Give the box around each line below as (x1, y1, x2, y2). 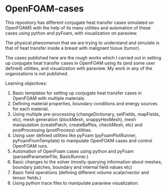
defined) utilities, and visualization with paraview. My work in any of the (5, 65, 152, 71)
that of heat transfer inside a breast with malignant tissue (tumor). (5, 45, 141, 51)
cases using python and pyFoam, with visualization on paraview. (5, 30, 137, 36)
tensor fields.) (12, 175, 41, 181)
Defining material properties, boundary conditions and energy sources (12, 100, 157, 106)
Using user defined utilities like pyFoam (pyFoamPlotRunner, (12, 132, 136, 138)
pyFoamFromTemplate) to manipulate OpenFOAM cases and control (12, 138, 152, 144)
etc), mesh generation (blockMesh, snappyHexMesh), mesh (12, 116, 136, 122)
